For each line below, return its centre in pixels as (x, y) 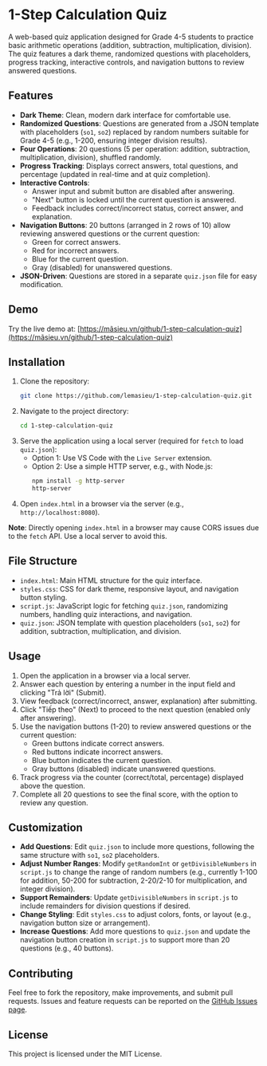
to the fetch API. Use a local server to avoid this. (88, 536)
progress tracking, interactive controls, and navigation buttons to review (126, 62)
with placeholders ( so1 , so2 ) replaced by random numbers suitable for (134, 132)
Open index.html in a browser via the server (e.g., (102, 503)
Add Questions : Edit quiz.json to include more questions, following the (137, 847)
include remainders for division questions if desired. (105, 906)
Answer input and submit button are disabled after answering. (133, 191)
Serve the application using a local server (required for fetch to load (132, 441)
